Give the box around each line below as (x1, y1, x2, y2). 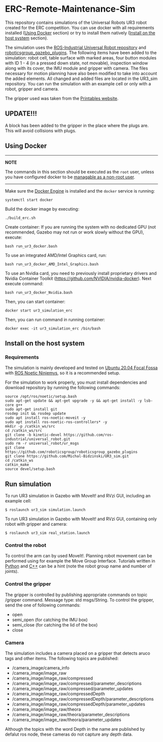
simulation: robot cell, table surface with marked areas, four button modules (5, 55, 157, 60)
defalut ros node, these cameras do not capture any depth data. (5, 731, 133, 737)
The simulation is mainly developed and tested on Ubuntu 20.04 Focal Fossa (5, 365, 158, 371)
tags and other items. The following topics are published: (5, 655, 119, 661)
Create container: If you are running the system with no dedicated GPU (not (5, 224, 156, 230)
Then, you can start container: (5, 298, 65, 304)
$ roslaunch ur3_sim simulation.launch (5, 508, 86, 512)
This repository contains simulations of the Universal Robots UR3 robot (5, 20, 147, 25)
